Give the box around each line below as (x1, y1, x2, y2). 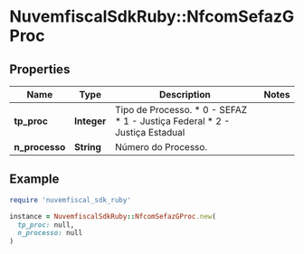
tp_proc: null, (17, 220, 75, 230)
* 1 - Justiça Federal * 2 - (114, 115, 231, 127)
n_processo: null (17, 229, 83, 238)
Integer (73, 115, 107, 127)
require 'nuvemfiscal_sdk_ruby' (9, 195, 131, 204)
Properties (9, 61, 71, 77)
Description (159, 89, 211, 100)
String (73, 141, 102, 153)
